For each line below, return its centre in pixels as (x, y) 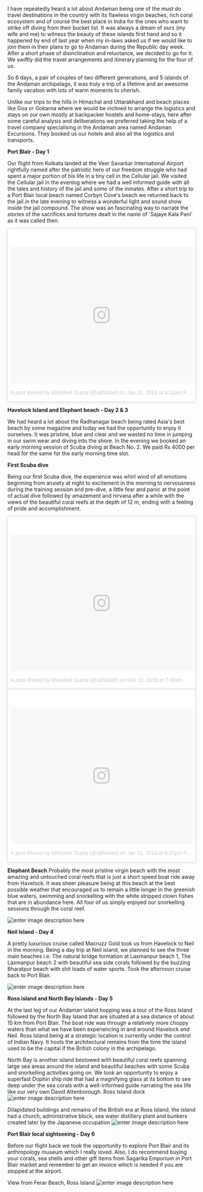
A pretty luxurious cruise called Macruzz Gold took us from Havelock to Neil (101, 943)
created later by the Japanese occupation (59, 1122)
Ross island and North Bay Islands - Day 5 (60, 998)
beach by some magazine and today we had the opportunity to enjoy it (94, 428)
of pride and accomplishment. (44, 508)
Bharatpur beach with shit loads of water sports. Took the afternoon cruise (99, 969)
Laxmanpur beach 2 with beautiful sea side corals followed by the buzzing (99, 962)
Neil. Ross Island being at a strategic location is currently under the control (99, 1035)
